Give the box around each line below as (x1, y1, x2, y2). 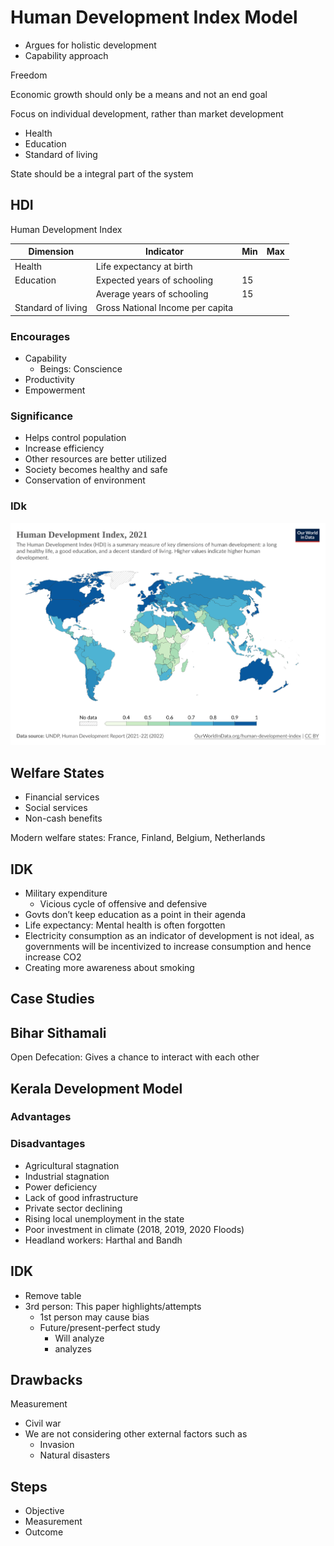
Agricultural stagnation (24, 1159, 120, 1171)
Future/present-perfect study (39, 1321, 161, 1333)
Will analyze (54, 1332, 105, 1344)
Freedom (10, 69, 48, 81)
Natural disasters (39, 1449, 111, 1461)
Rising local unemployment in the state (24, 1212, 185, 1225)
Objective (24, 1505, 65, 1517)
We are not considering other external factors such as (24, 1428, 248, 1440)
